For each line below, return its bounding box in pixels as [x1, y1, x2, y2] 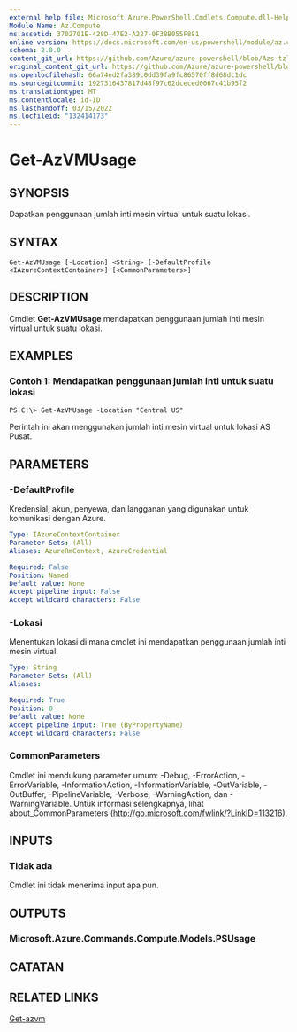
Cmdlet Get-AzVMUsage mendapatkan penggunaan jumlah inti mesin [9, 313, 265, 324]
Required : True [9, 696, 65, 705]
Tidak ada [9, 860, 53, 872]
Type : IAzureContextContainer [9, 530, 121, 539]
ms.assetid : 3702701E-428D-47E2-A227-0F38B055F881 [9, 29, 200, 38]
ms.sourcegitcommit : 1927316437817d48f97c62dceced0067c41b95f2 [9, 79, 247, 88]
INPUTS [9, 833, 53, 848]
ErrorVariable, [9, 779, 60, 790]
